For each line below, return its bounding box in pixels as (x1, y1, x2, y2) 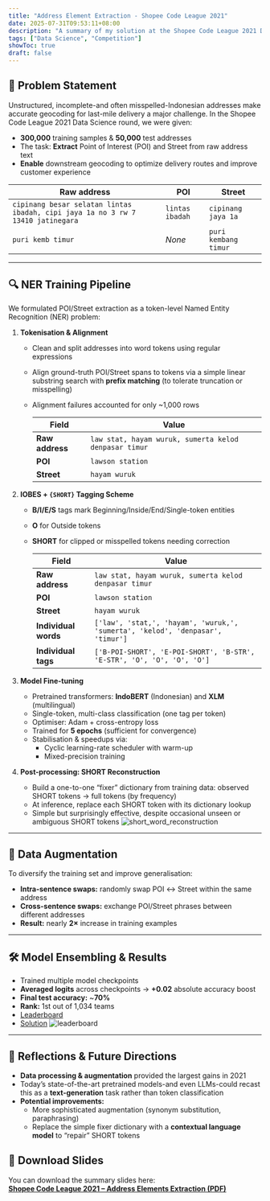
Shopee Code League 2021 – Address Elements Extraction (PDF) (8, 1183, 227, 1193)
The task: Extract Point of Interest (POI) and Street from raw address (19, 142, 248, 151)
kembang (208, 235, 239, 244)
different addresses (19, 910, 85, 919)
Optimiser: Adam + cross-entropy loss (31, 717, 159, 726)
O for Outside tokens (31, 520, 101, 530)
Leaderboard (19, 1010, 63, 1020)
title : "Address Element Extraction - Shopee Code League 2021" (8, 11, 228, 20)
